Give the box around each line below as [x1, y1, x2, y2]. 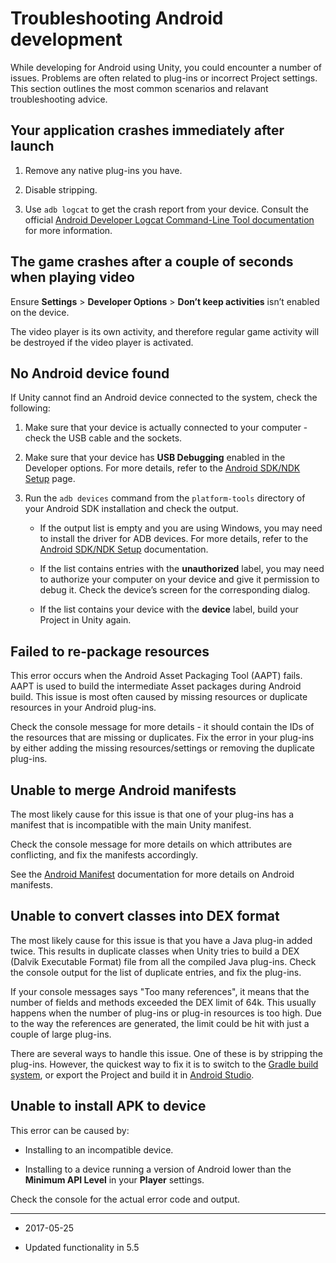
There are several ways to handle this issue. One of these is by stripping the [10, 1047, 323, 1059]
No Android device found [10, 365, 170, 382]
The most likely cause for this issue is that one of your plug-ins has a [10, 808, 295, 820]
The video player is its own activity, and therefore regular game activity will [10, 325, 320, 337]
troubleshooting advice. [10, 93, 108, 105]
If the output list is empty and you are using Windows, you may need [39, 522, 323, 534]
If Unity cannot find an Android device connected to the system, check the [10, 392, 318, 404]
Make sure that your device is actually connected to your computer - [24, 422, 308, 434]
